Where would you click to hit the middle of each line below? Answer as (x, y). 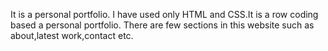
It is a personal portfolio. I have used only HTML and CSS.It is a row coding (164, 14)
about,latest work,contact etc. (72, 35)
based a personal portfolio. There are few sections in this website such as (162, 25)
